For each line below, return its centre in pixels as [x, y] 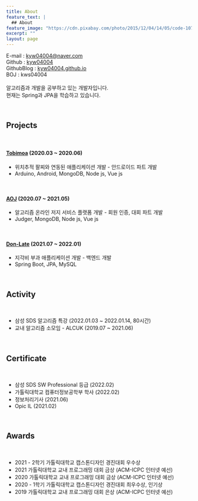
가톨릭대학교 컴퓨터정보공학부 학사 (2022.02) [67, 392]
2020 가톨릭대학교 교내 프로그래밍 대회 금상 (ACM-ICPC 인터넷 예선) [94, 477]
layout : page [22, 39]
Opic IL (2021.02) [36, 406]
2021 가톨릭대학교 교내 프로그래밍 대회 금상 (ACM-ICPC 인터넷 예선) [94, 470]
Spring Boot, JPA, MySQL [46, 264]
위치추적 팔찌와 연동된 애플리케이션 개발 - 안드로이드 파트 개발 [86, 167]
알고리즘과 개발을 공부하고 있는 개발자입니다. [57, 88]
